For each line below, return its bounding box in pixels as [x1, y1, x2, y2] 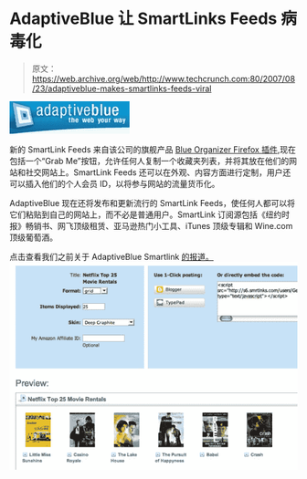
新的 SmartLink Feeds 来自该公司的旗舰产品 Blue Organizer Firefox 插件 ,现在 [9, 143, 297, 155]
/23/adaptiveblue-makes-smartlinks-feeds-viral [31, 83, 212, 94]
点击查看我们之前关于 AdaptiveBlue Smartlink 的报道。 [9, 251, 215, 262]
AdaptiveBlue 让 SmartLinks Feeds [9, 8, 278, 29]
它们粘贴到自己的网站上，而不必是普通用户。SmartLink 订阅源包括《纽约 [9, 209, 282, 220]
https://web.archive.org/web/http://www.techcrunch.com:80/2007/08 [31, 73, 295, 84]
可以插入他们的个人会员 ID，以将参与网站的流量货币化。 [9, 178, 220, 189]
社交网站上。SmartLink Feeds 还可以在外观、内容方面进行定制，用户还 [25, 166, 291, 178]
